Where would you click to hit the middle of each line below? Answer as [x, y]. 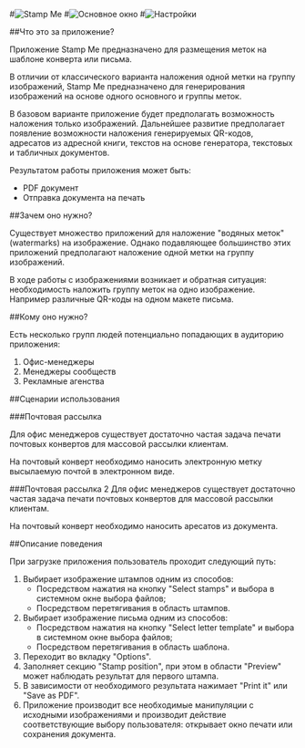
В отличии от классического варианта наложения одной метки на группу [152, 77]
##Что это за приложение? [62, 31]
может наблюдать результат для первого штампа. [121, 676]
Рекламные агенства [63, 381]
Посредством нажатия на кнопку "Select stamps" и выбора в [155, 589]
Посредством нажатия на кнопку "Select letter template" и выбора [165, 628]
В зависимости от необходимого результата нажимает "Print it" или [155, 686]
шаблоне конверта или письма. [71, 59]
